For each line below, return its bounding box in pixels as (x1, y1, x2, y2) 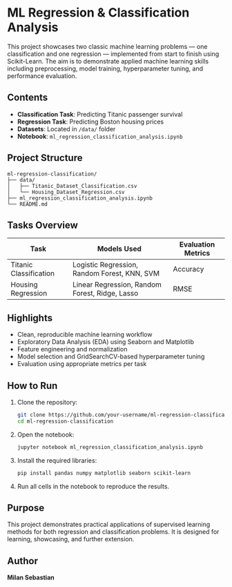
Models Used (97, 244, 142, 253)
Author (7, 555, 38, 567)
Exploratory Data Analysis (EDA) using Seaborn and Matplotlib (17, 338, 195, 346)
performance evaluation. (7, 71, 77, 80)
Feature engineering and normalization (17, 345, 128, 354)
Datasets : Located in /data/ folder (17, 124, 116, 133)
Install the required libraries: (17, 456, 97, 464)
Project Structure (7, 152, 83, 164)
